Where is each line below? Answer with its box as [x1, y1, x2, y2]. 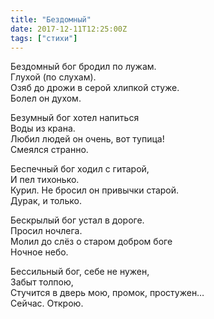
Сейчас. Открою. [10, 297, 84, 310]
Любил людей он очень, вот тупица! [10, 133, 165, 145]
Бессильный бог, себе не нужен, [10, 266, 150, 278]
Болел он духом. [10, 92, 82, 105]
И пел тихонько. [10, 174, 80, 186]
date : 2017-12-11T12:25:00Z [10, 24, 128, 34]
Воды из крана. [10, 122, 76, 135]
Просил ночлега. [10, 225, 83, 237]
